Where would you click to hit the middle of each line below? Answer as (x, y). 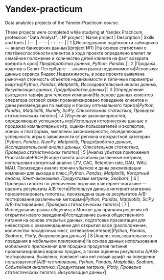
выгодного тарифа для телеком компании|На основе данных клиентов (79, 95)
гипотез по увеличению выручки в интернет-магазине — (87, 183)
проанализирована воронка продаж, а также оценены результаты (75, 251)
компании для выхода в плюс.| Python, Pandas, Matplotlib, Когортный (77, 173)
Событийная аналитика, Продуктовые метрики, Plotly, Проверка (73, 267)
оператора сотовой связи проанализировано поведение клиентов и (77, 100)
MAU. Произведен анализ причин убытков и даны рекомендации (73, 168)
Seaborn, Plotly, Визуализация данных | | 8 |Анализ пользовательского (79, 236)
